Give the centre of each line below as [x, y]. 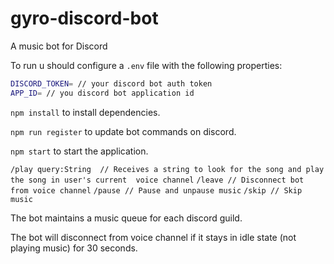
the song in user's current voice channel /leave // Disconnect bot [157, 180]
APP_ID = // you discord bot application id [102, 93]
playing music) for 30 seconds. [74, 248]
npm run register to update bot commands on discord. [123, 131]
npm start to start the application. [79, 151]
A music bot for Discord [59, 46]
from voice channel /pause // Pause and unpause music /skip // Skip [156, 190]
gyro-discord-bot [84, 18]
